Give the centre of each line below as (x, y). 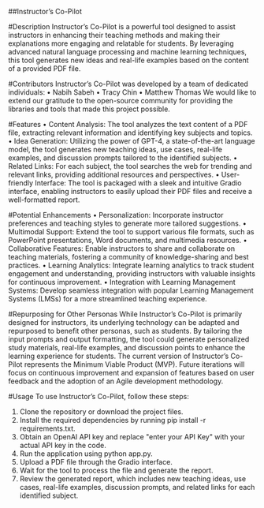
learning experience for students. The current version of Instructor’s (119, 356)
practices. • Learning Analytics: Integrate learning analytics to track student (131, 265)
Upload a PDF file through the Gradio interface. (96, 462)
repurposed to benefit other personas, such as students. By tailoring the (125, 331)
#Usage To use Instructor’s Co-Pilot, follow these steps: (99, 396)
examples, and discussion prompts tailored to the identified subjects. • (123, 158)
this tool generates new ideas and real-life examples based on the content (129, 60)
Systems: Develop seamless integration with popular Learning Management (131, 290)
